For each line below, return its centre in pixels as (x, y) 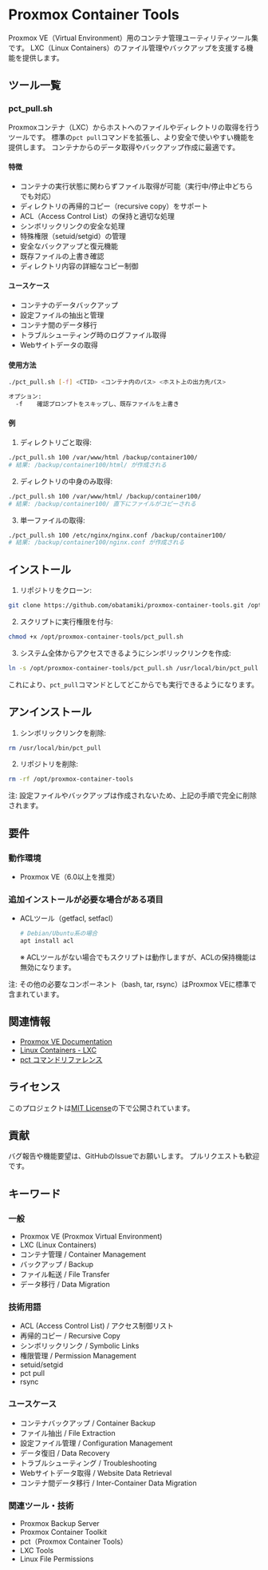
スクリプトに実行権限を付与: (66, 622)
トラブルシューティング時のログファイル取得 (93, 335)
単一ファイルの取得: (52, 520)
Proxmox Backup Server (59, 1524)
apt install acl (47, 941)
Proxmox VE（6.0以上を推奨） (69, 877)
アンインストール (50, 712)
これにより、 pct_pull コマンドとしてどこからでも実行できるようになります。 (134, 684)
